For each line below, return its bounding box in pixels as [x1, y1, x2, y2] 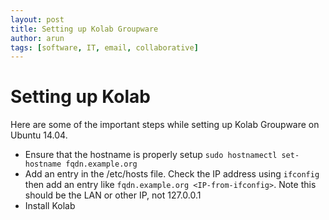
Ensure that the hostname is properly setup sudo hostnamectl [24, 149, 278, 161]
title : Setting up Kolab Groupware [10, 24, 159, 34]
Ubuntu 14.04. [10, 129, 68, 141]
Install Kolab [24, 200, 76, 212]
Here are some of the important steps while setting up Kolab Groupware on [10, 119, 320, 131]
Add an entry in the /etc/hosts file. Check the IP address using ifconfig [24, 168, 320, 180]
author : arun [10, 33, 65, 43]
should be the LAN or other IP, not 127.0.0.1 [24, 189, 202, 201]
